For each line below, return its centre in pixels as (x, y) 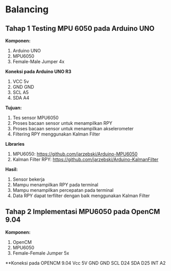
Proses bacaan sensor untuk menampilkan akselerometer (73, 129)
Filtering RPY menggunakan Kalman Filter (56, 134)
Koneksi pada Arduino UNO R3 (38, 71)
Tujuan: (14, 108)
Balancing (27, 9)
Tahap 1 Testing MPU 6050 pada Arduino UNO (80, 28)
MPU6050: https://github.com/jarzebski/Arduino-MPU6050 (75, 154)
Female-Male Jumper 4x (39, 62)
